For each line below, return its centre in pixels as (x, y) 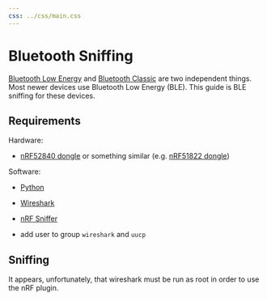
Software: (25, 172)
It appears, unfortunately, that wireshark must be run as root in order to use (134, 279)
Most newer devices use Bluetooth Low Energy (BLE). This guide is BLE (127, 87)
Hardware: (26, 140)
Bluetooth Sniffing (71, 55)
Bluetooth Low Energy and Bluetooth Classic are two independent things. (130, 78)
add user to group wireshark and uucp (83, 235)
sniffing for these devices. (52, 95)
